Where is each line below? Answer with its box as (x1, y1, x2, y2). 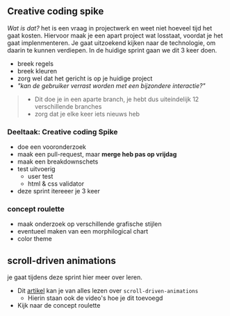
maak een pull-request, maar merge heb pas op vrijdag (17, 150, 177, 159)
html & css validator (27, 179, 85, 188)
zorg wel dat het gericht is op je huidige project (17, 74, 153, 82)
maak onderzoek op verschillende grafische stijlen (17, 220, 162, 228)
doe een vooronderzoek (17, 143, 87, 151)
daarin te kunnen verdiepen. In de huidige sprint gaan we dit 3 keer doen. (7, 46, 217, 54)
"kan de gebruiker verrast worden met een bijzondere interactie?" (17, 81, 206, 89)
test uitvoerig (17, 165, 56, 173)
